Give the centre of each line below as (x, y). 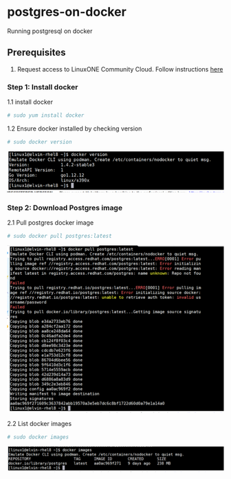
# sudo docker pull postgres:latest (59, 236)
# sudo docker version (40, 142)
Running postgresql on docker (50, 31)
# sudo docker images (38, 437)
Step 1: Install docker (43, 87)
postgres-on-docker (67, 12)
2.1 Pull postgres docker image (51, 223)
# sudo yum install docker (46, 115)
